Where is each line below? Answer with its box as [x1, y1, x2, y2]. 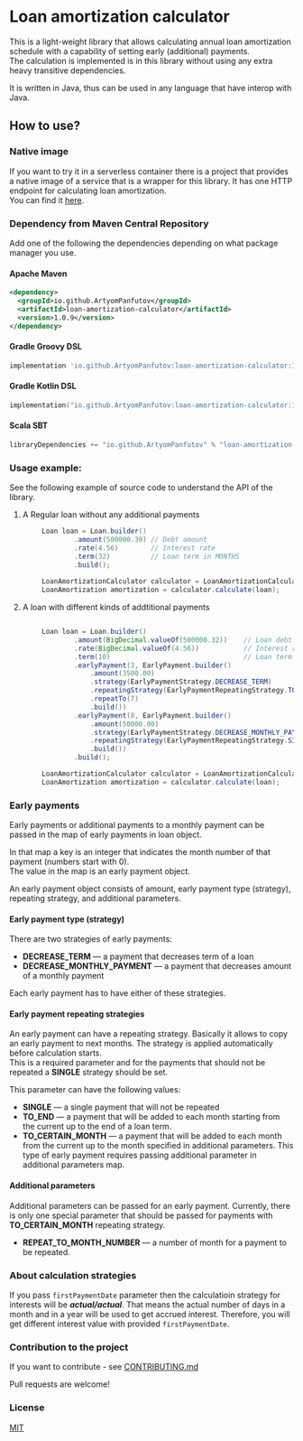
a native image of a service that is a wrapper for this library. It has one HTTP [9, 175, 293, 186]
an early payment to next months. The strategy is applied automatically [9, 1038, 273, 1049]
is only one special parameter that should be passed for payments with [9, 1210, 273, 1221]
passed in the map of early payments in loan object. [9, 829, 203, 841]
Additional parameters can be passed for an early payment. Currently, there [9, 1200, 291, 1211]
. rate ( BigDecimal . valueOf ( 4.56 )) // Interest [73, 644, 289, 653]
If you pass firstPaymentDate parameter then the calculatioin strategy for [9, 1289, 281, 1300]
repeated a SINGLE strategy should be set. [9, 1067, 169, 1078]
